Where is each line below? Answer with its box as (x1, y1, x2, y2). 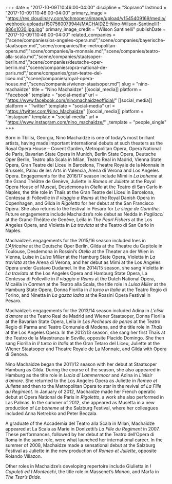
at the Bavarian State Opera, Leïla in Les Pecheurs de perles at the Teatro (5, 318, 161, 325)
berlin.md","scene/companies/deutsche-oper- (5, 59, 103, 65)
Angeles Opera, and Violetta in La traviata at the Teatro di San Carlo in (5, 222, 155, 228)
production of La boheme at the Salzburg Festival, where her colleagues (5, 405, 158, 411)
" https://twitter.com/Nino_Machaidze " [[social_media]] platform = (5, 108, 144, 114)
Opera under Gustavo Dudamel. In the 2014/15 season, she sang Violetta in (5, 265, 164, 271)
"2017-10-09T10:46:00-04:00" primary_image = (5, 10, 107, 16)
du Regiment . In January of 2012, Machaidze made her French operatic (5, 388, 156, 395)
